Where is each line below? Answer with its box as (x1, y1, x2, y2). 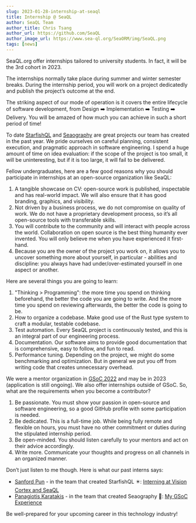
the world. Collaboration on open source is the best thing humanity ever (14, 229, 188, 236)
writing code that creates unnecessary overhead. (14, 364, 133, 371)
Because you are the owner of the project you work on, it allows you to (14, 247, 185, 254)
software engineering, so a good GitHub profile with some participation (14, 405, 186, 412)
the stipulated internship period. (14, 430, 92, 437)
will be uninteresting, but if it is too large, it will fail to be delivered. (6, 156, 166, 163)
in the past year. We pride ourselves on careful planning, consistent (6, 137, 169, 144)
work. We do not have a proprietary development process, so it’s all (14, 210, 177, 217)
